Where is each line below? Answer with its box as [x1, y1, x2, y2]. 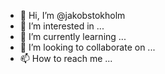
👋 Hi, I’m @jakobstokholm [19, 10, 126, 21]
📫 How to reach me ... [19, 53, 113, 64]
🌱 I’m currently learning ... [19, 31, 127, 42]
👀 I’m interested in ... [19, 20, 105, 32]
